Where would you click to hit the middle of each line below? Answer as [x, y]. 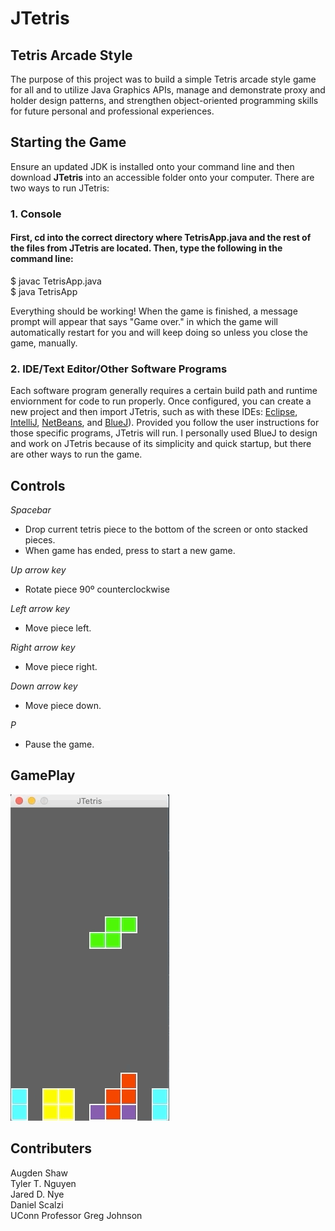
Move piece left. [58, 628]
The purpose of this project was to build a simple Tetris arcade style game [163, 79]
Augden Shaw [39, 1173]
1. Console [36, 214]
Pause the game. [59, 744]
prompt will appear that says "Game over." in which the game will [144, 321]
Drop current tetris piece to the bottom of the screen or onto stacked [166, 529]
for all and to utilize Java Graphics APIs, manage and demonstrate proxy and [168, 90]
